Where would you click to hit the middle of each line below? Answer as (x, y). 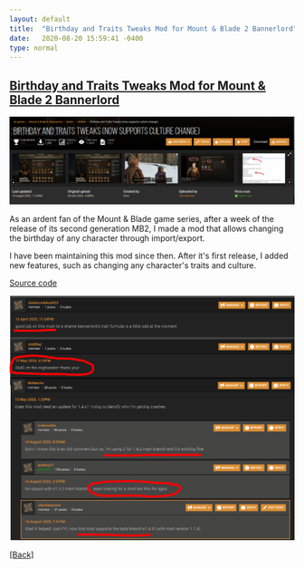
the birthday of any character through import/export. (107, 238)
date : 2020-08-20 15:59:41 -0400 (76, 38)
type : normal (34, 48)
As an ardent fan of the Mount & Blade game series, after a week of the (142, 219)
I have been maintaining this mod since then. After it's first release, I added (149, 256)
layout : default (40, 19)
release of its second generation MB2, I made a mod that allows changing (147, 229)
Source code (33, 283)
